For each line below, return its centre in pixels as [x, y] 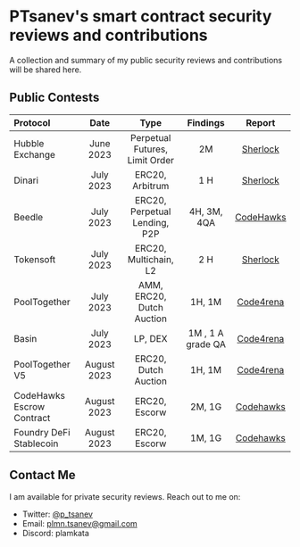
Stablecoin [36, 443]
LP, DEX [150, 338]
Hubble [29, 143]
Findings [206, 122]
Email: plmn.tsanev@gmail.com [80, 523]
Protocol [32, 122]
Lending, [151, 222]
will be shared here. [46, 70]
